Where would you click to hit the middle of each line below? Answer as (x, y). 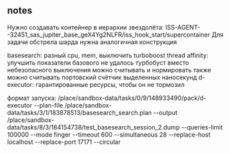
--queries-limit (202, 127)
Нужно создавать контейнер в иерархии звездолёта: (86, 27)
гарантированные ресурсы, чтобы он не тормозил (110, 84)
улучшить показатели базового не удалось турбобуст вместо (98, 62)
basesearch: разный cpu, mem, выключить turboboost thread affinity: (108, 55)
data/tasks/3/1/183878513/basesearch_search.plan (79, 112)
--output (165, 112)
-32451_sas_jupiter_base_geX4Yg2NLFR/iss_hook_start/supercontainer (109, 34)
